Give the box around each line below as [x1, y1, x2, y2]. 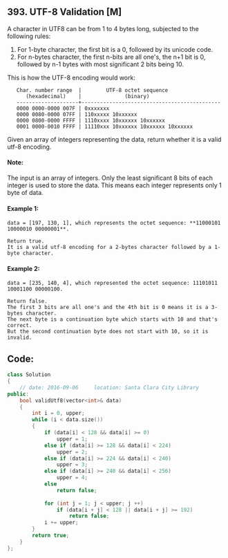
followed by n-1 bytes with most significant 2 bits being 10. [17, 59, 184, 68]
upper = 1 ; [56, 436, 88, 443]
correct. [7, 322, 32, 329]
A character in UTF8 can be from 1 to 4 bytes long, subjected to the [7, 24, 199, 32]
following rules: [7, 32, 51, 40]
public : [7, 391, 30, 398]
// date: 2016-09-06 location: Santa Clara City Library [19, 384, 199, 391]
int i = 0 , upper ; [32, 410, 85, 417]
